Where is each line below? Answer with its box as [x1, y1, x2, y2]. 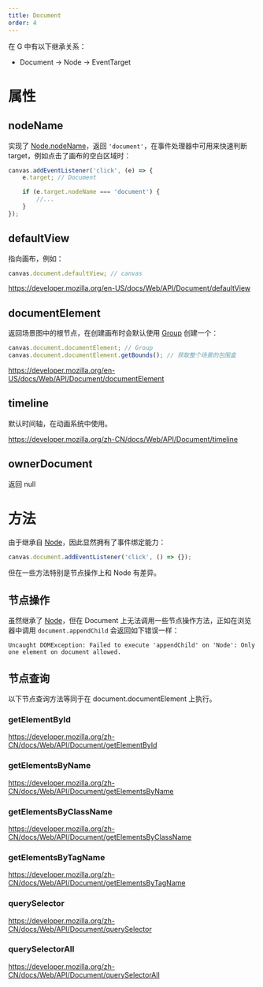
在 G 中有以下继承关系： [8, 41, 87, 51]
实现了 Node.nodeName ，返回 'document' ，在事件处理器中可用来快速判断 [8, 141, 248, 150]
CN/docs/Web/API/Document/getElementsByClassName [8, 832, 192, 841]
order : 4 [8, 19, 37, 27]
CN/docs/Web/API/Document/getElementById [8, 740, 157, 750]
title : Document [8, 11, 61, 20]
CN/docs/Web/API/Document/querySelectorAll [8, 970, 160, 979]
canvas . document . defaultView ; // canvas [8, 269, 143, 277]
